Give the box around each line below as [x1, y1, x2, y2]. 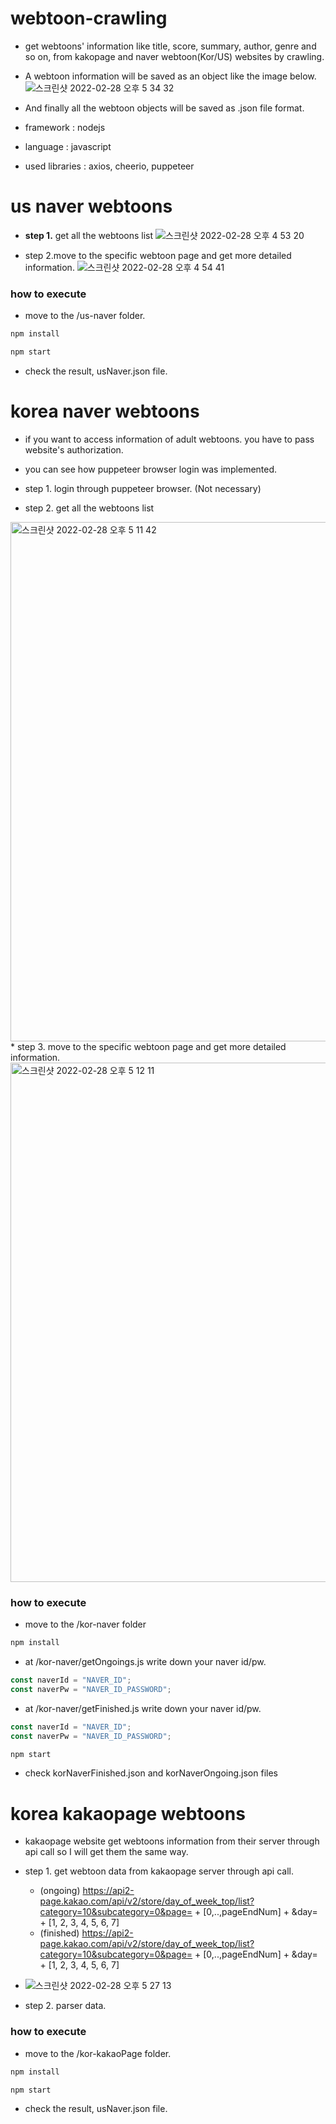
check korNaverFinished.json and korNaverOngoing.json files [24, 1767, 278, 1779]
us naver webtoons [10, 195, 173, 218]
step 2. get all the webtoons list [24, 502, 155, 514]
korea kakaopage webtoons [10, 1802, 246, 1825]
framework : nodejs [24, 121, 106, 133]
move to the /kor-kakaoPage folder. [24, 2047, 172, 2059]
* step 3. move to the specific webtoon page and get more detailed [10, 1040, 287, 1052]
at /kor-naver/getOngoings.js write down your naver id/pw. [24, 1656, 267, 1668]
